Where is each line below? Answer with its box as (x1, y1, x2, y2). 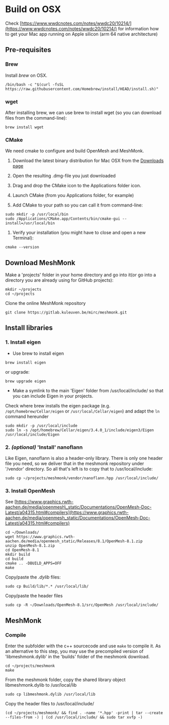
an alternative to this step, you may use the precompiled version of (5, 648, 144, 654)
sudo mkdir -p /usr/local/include (5, 423, 78, 428)
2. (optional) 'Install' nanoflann (5, 443, 83, 450)
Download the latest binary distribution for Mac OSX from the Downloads (12, 158, 164, 164)
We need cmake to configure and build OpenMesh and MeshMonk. (5, 148, 144, 154)
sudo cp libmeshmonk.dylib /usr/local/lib (5, 692, 96, 697)
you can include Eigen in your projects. (12, 393, 94, 399)
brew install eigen (5, 360, 46, 365)
